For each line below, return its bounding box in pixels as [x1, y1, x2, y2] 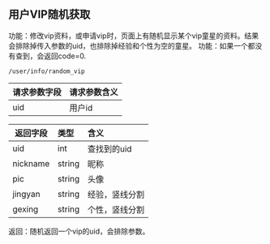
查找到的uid [88, 143, 132, 154]
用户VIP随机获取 [8, 7, 91, 22]
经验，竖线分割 [88, 189, 145, 200]
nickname [12, 157, 50, 169]
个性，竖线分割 [88, 203, 145, 215]
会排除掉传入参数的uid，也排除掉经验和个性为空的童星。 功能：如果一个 [8, 41, 249, 50]
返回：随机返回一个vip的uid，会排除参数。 [8, 226, 150, 236]
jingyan [12, 188, 41, 199]
